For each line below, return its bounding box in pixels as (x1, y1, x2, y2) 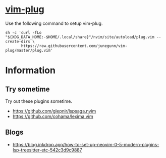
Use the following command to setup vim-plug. (5, 20, 103, 26)
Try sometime (5, 85, 50, 93)
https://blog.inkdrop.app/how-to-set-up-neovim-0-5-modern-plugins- (12, 141, 159, 147)
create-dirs (5, 39, 30, 44)
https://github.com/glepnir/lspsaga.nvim (12, 108, 96, 114)
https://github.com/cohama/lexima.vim (12, 113, 93, 120)
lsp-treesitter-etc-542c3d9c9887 (12, 147, 82, 153)
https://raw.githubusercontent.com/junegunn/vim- (21, 43, 128, 49)
